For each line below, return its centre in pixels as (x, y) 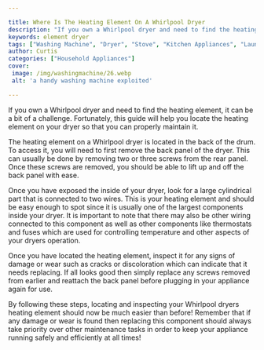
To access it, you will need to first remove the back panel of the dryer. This (129, 150)
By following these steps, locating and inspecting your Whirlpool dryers (124, 304)
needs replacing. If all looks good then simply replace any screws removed (129, 272)
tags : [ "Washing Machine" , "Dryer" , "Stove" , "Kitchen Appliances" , (123, 44)
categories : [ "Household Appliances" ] (71, 59)
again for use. (31, 289)
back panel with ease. (44, 175)
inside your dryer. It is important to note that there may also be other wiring (130, 215)
